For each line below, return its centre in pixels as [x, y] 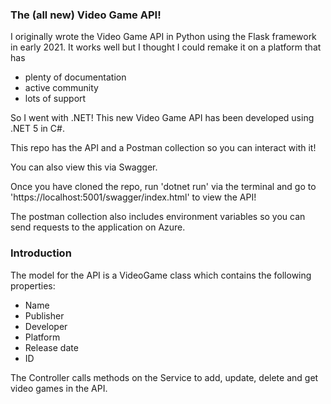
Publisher [44, 315]
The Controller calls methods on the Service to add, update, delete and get [164, 377]
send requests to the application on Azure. [98, 227]
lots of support [55, 99]
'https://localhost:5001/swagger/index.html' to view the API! [133, 197]
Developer [46, 326]
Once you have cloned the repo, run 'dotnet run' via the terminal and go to [163, 187]
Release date [51, 347]
